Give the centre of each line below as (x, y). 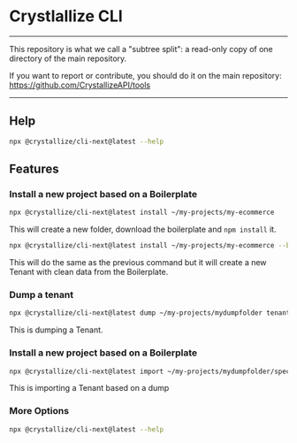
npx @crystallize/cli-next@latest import (87, 371)
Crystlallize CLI (66, 16)
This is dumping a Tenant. (56, 330)
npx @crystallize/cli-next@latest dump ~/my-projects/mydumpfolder (136, 313)
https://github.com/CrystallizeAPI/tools (80, 85)
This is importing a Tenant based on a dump (89, 388)
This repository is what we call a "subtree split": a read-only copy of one (141, 49)
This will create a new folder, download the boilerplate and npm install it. (143, 229)
